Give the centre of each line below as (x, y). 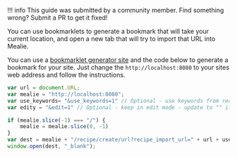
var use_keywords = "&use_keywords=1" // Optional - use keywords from (113, 101)
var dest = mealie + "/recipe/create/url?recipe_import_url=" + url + (113, 140)
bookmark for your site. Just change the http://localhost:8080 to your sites (119, 67)
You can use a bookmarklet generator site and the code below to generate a (118, 60)
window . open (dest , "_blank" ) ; (52, 146)
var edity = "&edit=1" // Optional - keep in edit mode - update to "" (115, 107)
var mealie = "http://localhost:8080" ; (66, 94)
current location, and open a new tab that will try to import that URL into (111, 39)
